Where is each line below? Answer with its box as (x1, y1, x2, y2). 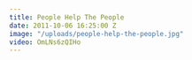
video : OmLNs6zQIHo (9, 37, 81, 47)
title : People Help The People (9, 12, 125, 22)
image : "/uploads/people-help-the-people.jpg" (9, 29, 184, 38)
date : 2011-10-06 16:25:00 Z (9, 21, 117, 30)
